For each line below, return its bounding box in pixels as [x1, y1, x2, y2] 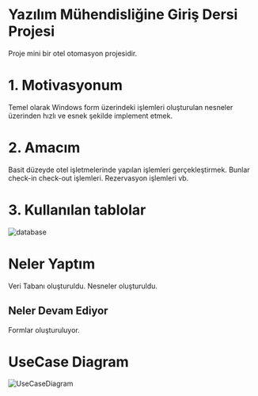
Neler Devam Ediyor [8, 304, 108, 318]
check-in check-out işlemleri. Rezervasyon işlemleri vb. [8, 173, 189, 183]
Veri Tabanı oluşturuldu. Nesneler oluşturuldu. [8, 281, 158, 291]
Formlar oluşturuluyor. [8, 325, 81, 334]
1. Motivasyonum [8, 77, 123, 94]
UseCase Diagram [8, 352, 129, 371]
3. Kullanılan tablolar [8, 201, 146, 219]
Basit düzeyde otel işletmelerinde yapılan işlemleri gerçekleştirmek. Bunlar [8, 165, 251, 174]
